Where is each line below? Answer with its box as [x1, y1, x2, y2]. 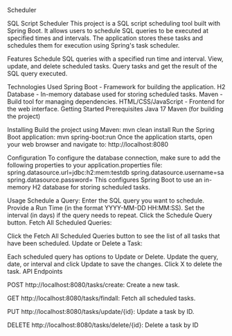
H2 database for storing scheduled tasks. [32, 183, 151, 191]
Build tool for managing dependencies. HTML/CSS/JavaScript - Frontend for [7, 97, 225, 106]
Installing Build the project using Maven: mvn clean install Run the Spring [7, 126, 215, 133]
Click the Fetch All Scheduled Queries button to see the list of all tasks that [7, 232, 220, 240]
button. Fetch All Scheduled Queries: [7, 218, 112, 227]
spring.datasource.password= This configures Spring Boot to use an [7, 176, 203, 184]
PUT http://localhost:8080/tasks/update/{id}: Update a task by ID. [7, 308, 195, 315]
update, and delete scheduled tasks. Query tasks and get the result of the [7, 62, 217, 70]
